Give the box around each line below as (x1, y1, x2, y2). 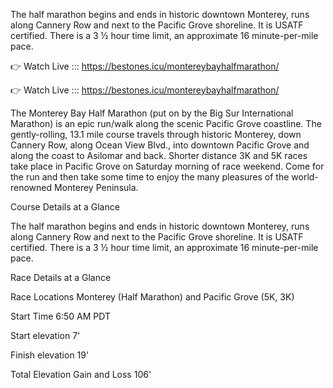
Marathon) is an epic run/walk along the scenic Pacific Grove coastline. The (10, 118, 322, 129)
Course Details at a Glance (10, 201, 120, 213)
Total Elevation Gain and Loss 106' (10, 369, 152, 380)
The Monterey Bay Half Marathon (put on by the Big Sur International (10, 107, 294, 119)
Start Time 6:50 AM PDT (10, 310, 111, 322)
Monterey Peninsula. (54, 182, 139, 193)
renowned (10, 182, 53, 193)
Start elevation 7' (10, 330, 81, 341)
